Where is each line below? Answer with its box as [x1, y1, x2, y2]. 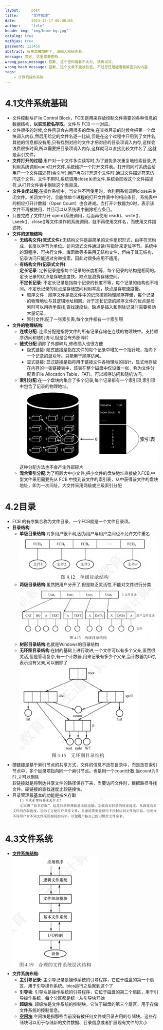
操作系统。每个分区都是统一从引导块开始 [23, 995, 105, 1001]
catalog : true [5, 34, 34, 39]
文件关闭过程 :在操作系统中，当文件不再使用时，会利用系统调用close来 [12, 188, 152, 194]
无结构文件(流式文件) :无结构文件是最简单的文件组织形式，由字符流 [19, 237, 152, 242]
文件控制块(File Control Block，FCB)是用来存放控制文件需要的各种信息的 [12, 115, 157, 121]
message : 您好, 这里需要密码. [5, 54, 61, 59]
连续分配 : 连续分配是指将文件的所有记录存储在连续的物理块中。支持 [19, 328, 154, 334]
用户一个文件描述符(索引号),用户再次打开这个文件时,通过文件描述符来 [12, 170, 150, 176]
